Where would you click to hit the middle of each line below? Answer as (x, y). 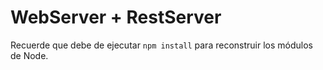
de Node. (29, 55)
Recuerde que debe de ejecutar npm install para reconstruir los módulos (161, 45)
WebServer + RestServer (116, 17)
